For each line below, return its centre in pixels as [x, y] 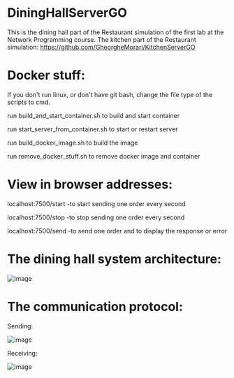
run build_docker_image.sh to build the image [73, 143]
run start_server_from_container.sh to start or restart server [93, 129]
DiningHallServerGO [67, 13]
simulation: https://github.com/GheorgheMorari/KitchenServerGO [101, 47]
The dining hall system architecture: [115, 259]
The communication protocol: [95, 306]
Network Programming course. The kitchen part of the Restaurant [102, 39]
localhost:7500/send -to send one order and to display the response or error [117, 231]
